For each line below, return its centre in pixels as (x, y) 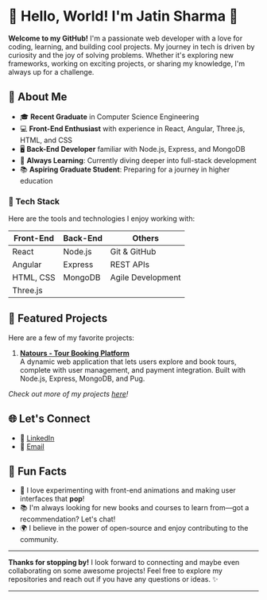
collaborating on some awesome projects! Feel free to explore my (115, 571)
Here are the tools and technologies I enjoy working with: (102, 219)
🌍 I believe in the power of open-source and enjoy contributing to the (134, 528)
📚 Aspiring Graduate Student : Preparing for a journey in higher (125, 169)
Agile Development (145, 277)
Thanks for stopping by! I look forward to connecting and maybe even (124, 563)
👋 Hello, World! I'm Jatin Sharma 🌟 (123, 16)
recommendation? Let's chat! (68, 519)
